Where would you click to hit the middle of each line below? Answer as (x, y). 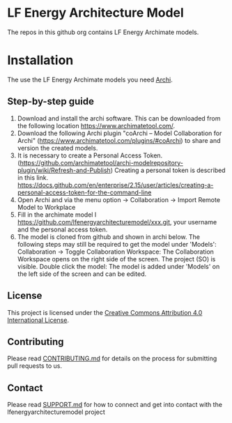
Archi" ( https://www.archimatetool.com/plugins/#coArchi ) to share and (119, 140)
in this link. (33, 177)
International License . (38, 320)
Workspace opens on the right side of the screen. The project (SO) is (116, 259)
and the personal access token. (62, 229)
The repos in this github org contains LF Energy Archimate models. (103, 32)
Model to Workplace (46, 207)
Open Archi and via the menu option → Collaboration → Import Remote (119, 199)
